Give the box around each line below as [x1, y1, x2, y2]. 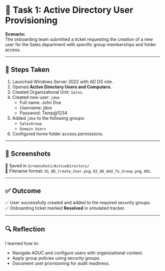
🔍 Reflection [5, 225, 45, 233]
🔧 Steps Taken [5, 66, 50, 74]
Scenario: [5, 31, 26, 37]
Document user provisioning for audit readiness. [12, 260, 110, 267]
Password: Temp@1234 [19, 110, 68, 116]
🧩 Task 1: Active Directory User [5, 4, 134, 16]
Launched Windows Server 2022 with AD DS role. [12, 79, 113, 84]
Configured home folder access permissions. [12, 131, 104, 136]
